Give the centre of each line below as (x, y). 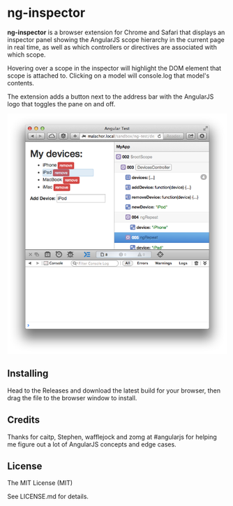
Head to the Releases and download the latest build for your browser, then (114, 391)
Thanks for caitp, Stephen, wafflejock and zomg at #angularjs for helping (112, 437)
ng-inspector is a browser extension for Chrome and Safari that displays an (116, 32)
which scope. (27, 55)
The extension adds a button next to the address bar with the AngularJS (111, 97)
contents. (21, 83)
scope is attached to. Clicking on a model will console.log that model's (108, 76)
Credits (24, 420)
